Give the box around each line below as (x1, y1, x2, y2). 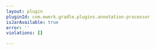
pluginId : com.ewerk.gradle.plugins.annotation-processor (6, 14, 150, 20)
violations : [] (6, 30, 43, 36)
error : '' (6, 24, 30, 31)
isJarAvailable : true (6, 19, 59, 25)
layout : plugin (6, 8, 43, 15)
